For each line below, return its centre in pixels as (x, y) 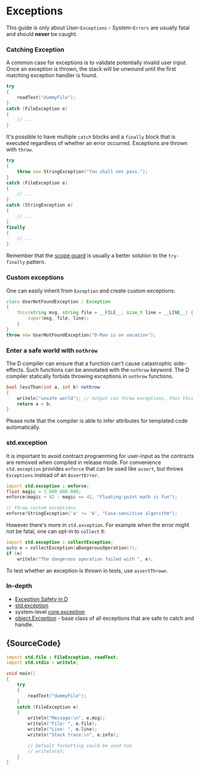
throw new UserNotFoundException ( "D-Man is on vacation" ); (81, 335)
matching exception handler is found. (52, 76)
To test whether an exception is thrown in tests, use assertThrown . (87, 570)
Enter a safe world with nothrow (52, 350)
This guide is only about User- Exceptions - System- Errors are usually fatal (98, 28)
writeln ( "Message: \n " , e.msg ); (67, 718)
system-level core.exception (50, 612)
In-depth (19, 586)
